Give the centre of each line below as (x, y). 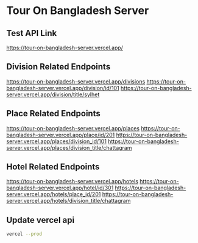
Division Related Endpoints (58, 67)
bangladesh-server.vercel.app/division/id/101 (63, 88)
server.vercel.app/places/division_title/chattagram (69, 147)
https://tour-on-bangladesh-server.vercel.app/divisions (76, 81)
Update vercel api (41, 220)
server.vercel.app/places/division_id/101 (56, 141)
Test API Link (32, 33)
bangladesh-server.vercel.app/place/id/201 (61, 135)
